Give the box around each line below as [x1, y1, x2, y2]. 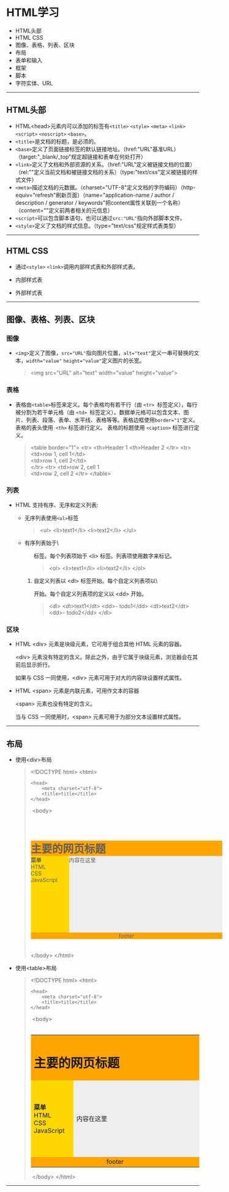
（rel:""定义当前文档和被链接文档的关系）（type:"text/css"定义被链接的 [15, 168, 193, 175]
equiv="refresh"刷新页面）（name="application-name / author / [15, 191, 175, 199]
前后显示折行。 [15, 661, 53, 669]
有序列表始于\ [24, 539, 59, 546]
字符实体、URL [15, 79, 53, 86]
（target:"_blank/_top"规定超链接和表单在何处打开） [15, 153, 147, 160]
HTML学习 [6, 6, 59, 20]
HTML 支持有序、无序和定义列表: [15, 501, 99, 509]
